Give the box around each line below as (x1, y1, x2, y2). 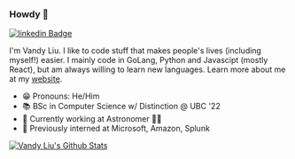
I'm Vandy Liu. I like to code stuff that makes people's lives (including (9, 45, 261, 56)
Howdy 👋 (9, 8, 49, 20)
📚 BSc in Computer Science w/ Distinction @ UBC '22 (21, 101, 221, 112)
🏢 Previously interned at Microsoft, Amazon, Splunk (21, 123, 211, 134)
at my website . (9, 74, 63, 84)
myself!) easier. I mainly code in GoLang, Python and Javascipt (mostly (9, 55, 268, 66)
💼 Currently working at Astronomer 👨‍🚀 (21, 114, 162, 124)
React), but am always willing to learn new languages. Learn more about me (9, 64, 286, 75)
